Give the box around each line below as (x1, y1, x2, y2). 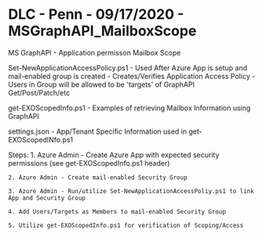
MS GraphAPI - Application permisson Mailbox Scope (8, 48, 181, 57)
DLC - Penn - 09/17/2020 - (8, 5, 184, 23)
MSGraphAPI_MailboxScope (8, 22, 197, 40)
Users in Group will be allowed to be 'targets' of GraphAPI (8, 80, 195, 89)
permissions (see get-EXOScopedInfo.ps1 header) (8, 158, 170, 167)
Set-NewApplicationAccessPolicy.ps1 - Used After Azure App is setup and (8, 63, 248, 72)
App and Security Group (8, 194, 86, 202)
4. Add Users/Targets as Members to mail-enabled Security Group (8, 207, 226, 216)
